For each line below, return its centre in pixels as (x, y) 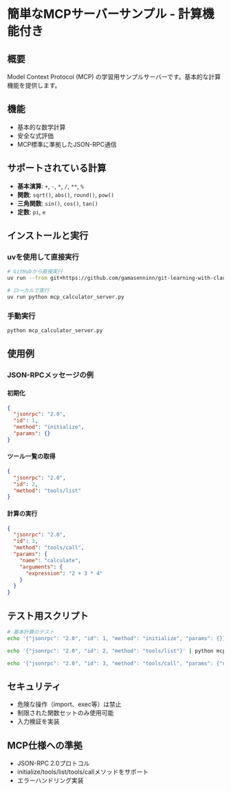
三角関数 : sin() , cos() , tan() (57, 203)
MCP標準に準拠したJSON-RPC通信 (67, 144)
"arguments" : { (41, 567)
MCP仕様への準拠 (45, 745)
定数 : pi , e (31, 212)
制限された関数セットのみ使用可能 (65, 713)
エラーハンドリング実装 (50, 781)
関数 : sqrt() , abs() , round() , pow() (66, 194)
